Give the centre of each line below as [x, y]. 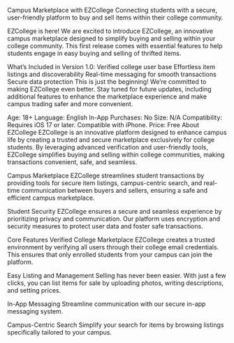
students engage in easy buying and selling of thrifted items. [94, 53]
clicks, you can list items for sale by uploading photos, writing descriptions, [116, 283]
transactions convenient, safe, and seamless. [72, 162]
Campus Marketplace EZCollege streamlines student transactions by [106, 175]
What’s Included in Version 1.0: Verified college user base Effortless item [111, 67]
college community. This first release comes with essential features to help [115, 46]
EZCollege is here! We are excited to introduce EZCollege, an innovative [110, 31]
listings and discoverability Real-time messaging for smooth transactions [112, 74]
